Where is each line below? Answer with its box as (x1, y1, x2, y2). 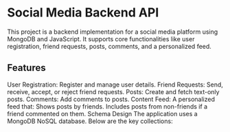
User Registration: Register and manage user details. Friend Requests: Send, (7, 80, 223, 89)
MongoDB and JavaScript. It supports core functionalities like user (7, 34, 195, 43)
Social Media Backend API (7, 5, 159, 21)
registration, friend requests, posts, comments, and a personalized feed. (7, 42, 211, 50)
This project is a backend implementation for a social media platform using (7, 27, 218, 36)
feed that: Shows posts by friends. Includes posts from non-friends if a (7, 102, 208, 111)
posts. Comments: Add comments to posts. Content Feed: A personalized (7, 95, 215, 103)
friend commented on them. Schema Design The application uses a (7, 109, 198, 118)
